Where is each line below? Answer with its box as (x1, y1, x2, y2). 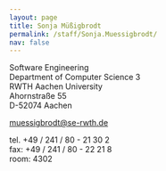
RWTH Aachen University (9, 81, 103, 92)
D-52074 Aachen (9, 100, 73, 111)
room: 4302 (9, 153, 54, 165)
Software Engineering (9, 62, 89, 73)
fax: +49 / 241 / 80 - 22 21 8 (9, 144, 112, 155)
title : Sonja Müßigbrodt (9, 21, 102, 30)
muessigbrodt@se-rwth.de (9, 118, 109, 128)
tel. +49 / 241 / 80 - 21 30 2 (9, 134, 110, 145)
